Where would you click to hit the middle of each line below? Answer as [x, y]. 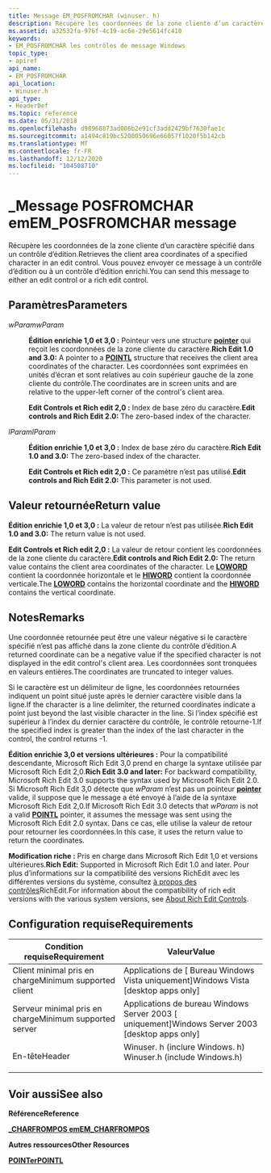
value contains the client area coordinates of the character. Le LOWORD [128, 566]
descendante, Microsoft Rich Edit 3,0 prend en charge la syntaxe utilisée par [135, 763]
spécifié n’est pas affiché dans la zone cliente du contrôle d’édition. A [123, 645]
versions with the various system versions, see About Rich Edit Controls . [129, 898]
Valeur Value [191, 952]
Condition [64, 947]
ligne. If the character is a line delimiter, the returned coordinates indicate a [132, 704]
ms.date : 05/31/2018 [43, 121]
